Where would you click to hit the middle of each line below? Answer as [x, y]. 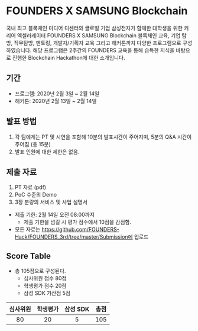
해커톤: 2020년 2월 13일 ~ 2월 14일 [56, 101]
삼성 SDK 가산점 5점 [47, 293]
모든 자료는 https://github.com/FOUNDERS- [67, 230]
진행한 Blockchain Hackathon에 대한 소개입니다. [69, 57]
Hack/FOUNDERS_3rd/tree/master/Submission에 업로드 [82, 237]
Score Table [29, 256]
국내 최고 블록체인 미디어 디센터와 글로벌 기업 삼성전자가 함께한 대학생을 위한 [95, 28]
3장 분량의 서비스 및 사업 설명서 [51, 202]
